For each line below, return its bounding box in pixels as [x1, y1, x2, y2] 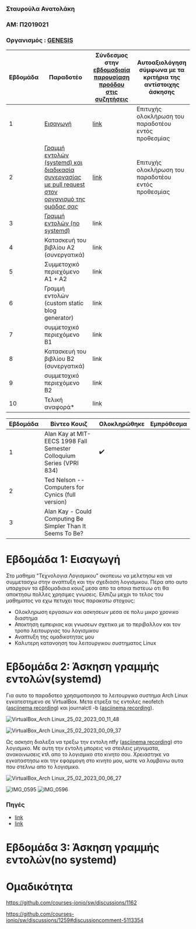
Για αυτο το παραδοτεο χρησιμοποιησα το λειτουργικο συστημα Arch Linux [6, 692, 188, 699]
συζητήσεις [95, 95, 128, 104]
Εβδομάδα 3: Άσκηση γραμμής [6, 841, 159, 854]
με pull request [44, 180, 85, 189]
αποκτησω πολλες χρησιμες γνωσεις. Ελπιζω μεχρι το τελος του [6, 591, 163, 598]
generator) [44, 314, 74, 322]
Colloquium [44, 452, 76, 460]
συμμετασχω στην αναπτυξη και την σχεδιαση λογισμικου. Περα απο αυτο [6, 579, 188, 586]
